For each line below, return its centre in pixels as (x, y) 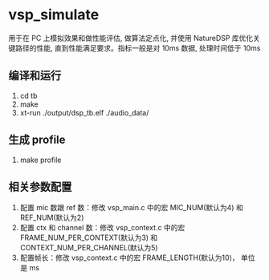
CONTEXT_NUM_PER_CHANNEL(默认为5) (89, 248)
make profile (41, 160)
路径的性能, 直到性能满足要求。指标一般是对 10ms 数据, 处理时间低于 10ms (138, 48)
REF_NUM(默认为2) (52, 217)
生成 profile (37, 140)
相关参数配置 (40, 187)
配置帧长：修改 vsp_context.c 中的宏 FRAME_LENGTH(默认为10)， (129, 258)
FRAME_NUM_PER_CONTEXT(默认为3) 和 (89, 237)
